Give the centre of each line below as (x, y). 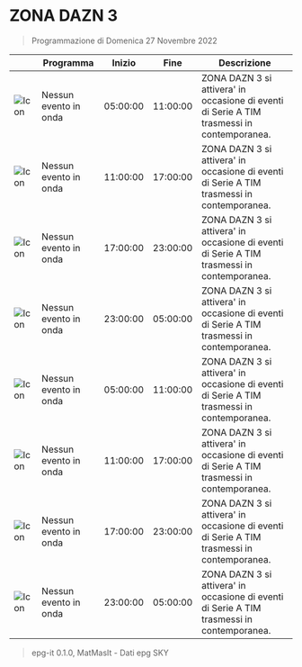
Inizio (124, 62)
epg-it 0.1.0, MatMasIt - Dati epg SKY (100, 653)
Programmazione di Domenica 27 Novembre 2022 (124, 41)
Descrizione (245, 62)
